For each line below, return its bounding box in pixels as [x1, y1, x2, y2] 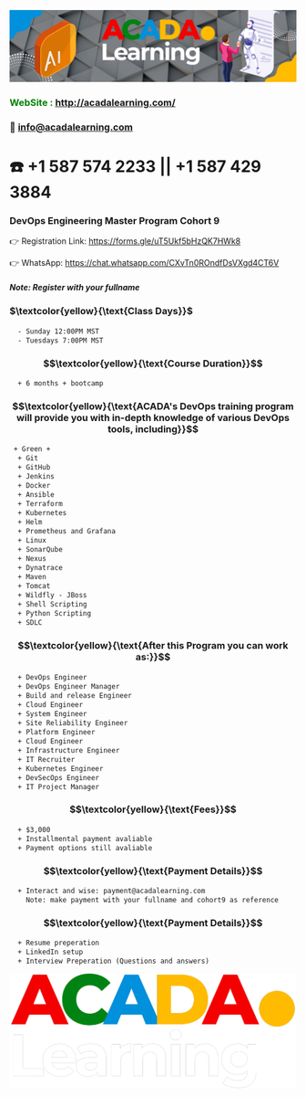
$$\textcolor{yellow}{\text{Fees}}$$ [69, 803, 237, 816]
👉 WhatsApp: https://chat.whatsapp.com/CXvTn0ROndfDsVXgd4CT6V [9, 258, 280, 269]
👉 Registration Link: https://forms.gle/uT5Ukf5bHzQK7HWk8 [9, 236, 241, 247]
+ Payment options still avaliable [17, 843, 153, 852]
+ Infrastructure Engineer [17, 745, 120, 754]
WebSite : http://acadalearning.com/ [9, 96, 176, 109]
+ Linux [17, 536, 47, 545]
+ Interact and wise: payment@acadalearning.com [17, 887, 206, 896]
